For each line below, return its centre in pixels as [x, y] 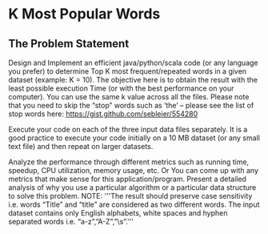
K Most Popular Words [84, 14]
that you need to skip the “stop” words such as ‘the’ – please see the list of [131, 105]
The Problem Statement [69, 44]
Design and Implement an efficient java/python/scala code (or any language [133, 63]
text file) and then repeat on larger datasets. [81, 146]
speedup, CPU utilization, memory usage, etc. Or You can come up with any [133, 170]
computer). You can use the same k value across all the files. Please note [129, 97]
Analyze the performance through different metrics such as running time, [129, 162]
